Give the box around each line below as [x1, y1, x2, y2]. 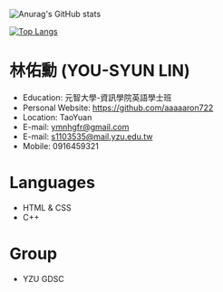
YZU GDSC [22, 273, 65, 284]
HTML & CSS [22, 202, 72, 212]
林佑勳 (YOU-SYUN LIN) [9, 61, 190, 81]
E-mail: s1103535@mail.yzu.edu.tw [22, 131, 153, 142]
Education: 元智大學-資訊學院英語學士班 [22, 91, 172, 103]
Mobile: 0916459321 [22, 140, 100, 151]
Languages [9, 173, 95, 193]
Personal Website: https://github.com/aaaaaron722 [22, 102, 214, 113]
